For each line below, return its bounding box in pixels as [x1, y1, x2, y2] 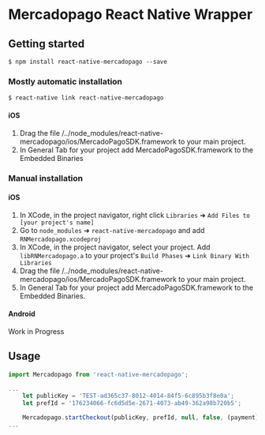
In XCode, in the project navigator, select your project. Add [19, 242, 211, 252]
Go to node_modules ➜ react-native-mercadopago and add [19, 225, 205, 234]
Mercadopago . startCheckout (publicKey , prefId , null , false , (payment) [22, 414, 259, 422]
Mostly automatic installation [8, 76, 123, 87]
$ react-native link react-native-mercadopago [8, 94, 164, 102]
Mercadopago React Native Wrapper [8, 6, 253, 24]
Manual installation [8, 173, 84, 184]
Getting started [8, 37, 85, 51]
